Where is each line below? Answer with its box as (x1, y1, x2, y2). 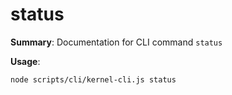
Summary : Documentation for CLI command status (10, 36, 223, 48)
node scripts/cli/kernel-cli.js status (10, 74, 177, 85)
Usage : (10, 55, 41, 67)
